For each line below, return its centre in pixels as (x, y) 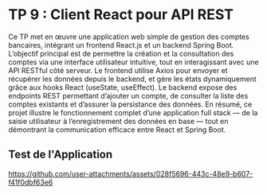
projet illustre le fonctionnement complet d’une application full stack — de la (133, 112)
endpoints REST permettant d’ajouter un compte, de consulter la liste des (128, 95)
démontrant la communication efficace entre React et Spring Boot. (117, 130)
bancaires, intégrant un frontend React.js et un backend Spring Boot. (121, 45)
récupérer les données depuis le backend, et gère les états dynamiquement (132, 79)
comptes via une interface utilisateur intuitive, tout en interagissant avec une (133, 62)
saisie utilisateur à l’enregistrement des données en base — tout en (118, 121)
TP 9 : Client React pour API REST (121, 15)
